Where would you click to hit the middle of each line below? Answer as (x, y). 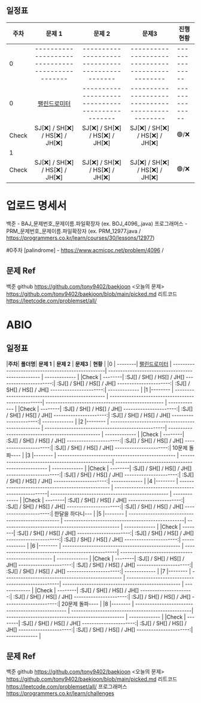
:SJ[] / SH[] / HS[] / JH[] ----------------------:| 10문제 (121, 447)
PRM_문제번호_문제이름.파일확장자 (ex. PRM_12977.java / (74, 231)
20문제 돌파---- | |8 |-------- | (98, 604)
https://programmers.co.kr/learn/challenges (60, 693)
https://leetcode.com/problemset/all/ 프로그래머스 (67, 687)
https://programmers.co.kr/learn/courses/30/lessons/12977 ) (80, 238)
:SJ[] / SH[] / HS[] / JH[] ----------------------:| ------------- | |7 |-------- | (99, 571)
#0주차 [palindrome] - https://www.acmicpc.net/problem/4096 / (85, 250)
